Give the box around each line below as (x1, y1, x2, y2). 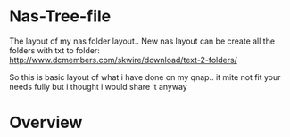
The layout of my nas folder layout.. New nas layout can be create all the (9, 36, 275, 46)
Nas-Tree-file (9, 6, 112, 27)
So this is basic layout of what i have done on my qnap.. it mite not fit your (9, 71, 281, 82)
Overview (9, 113, 83, 133)
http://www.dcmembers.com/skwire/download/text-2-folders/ (9, 54, 238, 65)
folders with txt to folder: (9, 44, 100, 55)
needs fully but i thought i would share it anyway (9, 81, 187, 92)
